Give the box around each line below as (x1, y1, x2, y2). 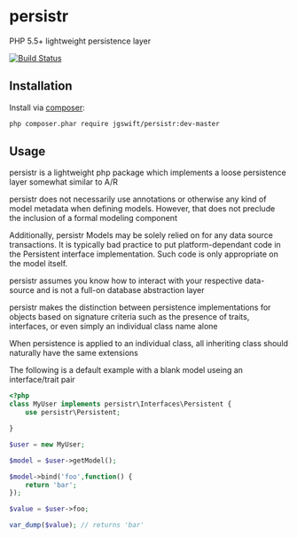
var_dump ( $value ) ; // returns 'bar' (9, 521, 145, 530)
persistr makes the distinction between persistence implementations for (9, 302, 271, 313)
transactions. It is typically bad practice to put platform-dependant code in (9, 240, 281, 250)
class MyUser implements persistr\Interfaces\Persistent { (9, 400, 232, 409)
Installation (9, 78, 73, 94)
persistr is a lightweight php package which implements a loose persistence (9, 167, 286, 178)
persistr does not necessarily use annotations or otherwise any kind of (9, 194, 267, 205)
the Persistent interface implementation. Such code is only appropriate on (9, 249, 279, 259)
